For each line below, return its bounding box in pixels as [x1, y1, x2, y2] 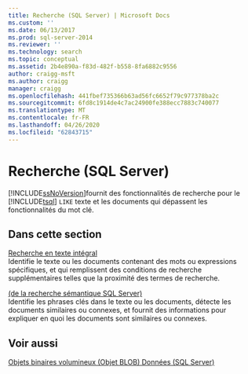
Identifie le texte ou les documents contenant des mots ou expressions [8, 257, 237, 266]
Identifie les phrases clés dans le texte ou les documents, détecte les [8, 297, 232, 306]
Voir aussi [8, 336, 58, 350]
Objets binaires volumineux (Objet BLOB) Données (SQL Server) [8, 357, 215, 367]
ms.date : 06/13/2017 [8, 26, 76, 34]
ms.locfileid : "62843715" [8, 128, 93, 136]
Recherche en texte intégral [8, 248, 98, 258]
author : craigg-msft [8, 70, 76, 78]
